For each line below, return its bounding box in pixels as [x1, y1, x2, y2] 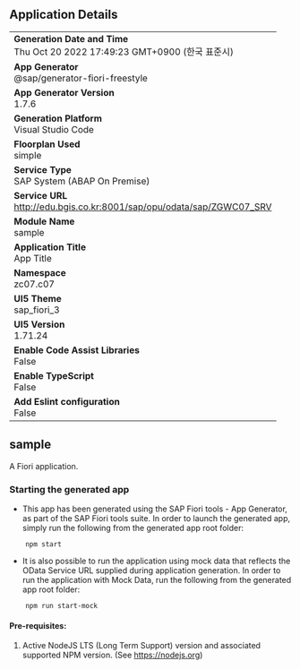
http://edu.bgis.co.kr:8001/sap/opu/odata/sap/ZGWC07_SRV [13, 201, 272, 213]
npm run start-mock [25, 601, 99, 610]
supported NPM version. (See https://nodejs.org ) [21, 649, 203, 661]
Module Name [13, 215, 75, 227]
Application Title [13, 241, 87, 253]
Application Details [9, 7, 118, 22]
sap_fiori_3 [13, 304, 60, 316]
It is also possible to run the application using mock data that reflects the [21, 555, 291, 566]
